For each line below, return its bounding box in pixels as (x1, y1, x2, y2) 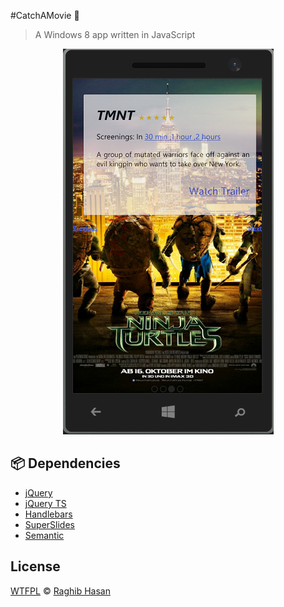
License (10, 558, 61, 575)
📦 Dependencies (10, 455, 121, 472)
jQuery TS (24, 497, 67, 509)
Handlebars (24, 508, 73, 520)
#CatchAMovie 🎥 (10, 10, 80, 21)
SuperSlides (24, 518, 75, 530)
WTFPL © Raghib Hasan (10, 585, 111, 597)
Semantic (24, 529, 65, 541)
